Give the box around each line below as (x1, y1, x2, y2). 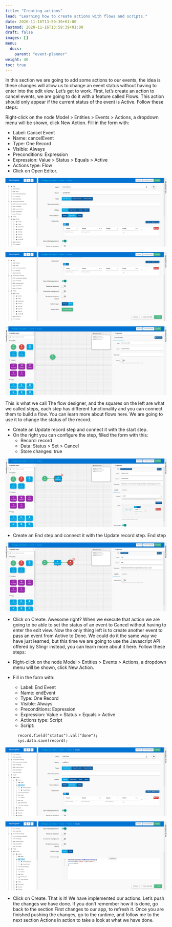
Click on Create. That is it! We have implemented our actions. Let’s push (12, 895, 165, 901)
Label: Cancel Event (12, 130, 55, 136)
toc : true (5, 62, 27, 68)
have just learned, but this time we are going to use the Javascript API (12, 638, 161, 644)
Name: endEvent (20, 689, 56, 696)
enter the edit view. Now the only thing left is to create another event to (12, 627, 163, 633)
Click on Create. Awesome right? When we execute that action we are (12, 616, 160, 622)
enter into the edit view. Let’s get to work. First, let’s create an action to (5, 88, 155, 94)
